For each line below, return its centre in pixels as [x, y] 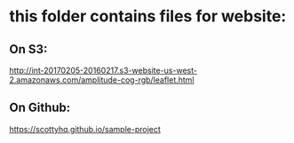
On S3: [28, 49]
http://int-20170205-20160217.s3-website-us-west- [103, 70]
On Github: [40, 108]
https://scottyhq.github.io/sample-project [85, 129]
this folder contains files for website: [148, 16]
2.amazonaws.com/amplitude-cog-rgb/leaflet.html [102, 80]
